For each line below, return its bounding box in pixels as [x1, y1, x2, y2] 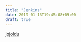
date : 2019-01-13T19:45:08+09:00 [5, 12, 76, 17]
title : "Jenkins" [5, 7, 42, 13]
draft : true [5, 17, 31, 22]
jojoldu [5, 31, 19, 37]
